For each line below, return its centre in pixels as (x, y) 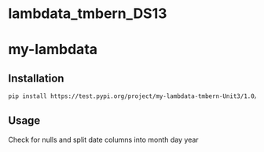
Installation (36, 78)
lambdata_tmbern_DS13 (88, 14)
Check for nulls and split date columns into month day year (103, 139)
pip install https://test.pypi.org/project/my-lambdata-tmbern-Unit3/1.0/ (133, 96)
